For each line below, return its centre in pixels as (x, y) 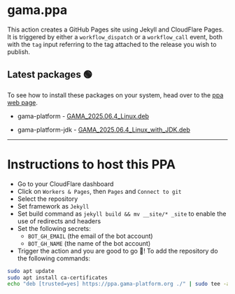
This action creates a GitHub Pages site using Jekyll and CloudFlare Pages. (115, 29)
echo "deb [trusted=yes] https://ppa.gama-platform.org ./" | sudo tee (114, 284)
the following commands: (54, 258)
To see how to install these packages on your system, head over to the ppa (115, 95)
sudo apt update (31, 271)
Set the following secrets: (54, 228)
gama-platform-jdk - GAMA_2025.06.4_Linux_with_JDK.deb (104, 129)
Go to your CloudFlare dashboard (65, 183)
